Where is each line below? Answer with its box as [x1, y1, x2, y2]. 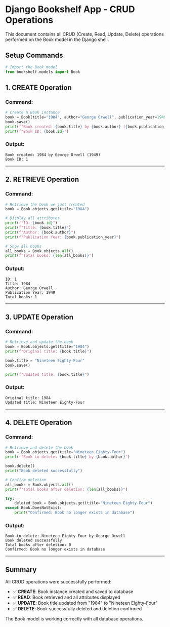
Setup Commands [5, 51, 63, 60]
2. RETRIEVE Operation [5, 175, 79, 184]
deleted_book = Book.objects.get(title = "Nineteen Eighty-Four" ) [14, 500, 153, 506]
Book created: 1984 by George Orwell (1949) [5, 152, 101, 158]
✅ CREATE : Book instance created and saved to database [12, 589, 134, 595]
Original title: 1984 [5, 395, 51, 401]
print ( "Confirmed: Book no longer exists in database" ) [14, 510, 135, 515]
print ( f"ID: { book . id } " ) [5, 220, 58, 226]
